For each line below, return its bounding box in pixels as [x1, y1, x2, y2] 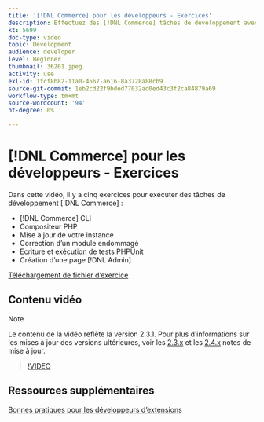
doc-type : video [8, 33, 61, 42]
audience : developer [8, 48, 76, 56]
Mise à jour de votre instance [19, 229, 114, 240]
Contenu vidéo [8, 293, 82, 306]
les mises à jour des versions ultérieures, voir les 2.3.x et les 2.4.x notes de [8, 337, 251, 347]
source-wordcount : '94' [8, 99, 86, 107]
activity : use [8, 70, 55, 78]
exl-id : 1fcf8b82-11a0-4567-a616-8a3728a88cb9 [8, 77, 163, 85]
